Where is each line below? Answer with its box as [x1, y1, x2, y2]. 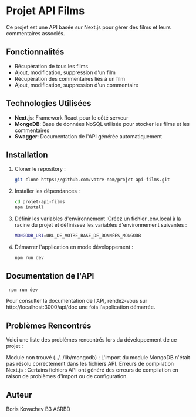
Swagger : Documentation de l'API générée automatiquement [14, 133, 163, 140]
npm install [14, 204, 44, 210]
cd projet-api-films [14, 199, 65, 205]
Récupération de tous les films [14, 62, 89, 69]
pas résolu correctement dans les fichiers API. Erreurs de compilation [6, 360, 174, 368]
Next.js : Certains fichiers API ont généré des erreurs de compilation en [6, 366, 179, 373]
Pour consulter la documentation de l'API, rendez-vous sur [6, 297, 148, 305]
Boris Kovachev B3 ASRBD [6, 405, 70, 413]
